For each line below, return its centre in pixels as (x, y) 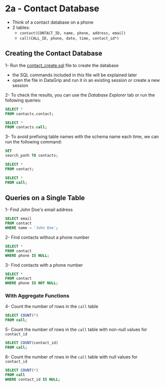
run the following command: (34, 142)
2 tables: (21, 27)
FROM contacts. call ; (26, 127)
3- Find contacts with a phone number (44, 265)
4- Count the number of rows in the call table (52, 307)
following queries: (23, 100)
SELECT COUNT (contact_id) (32, 343)
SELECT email (18, 219)
